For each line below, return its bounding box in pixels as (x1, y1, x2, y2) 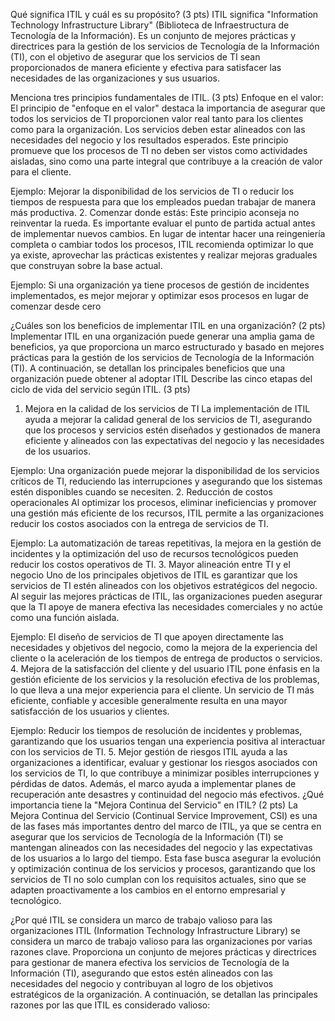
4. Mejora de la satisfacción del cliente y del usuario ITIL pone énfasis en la (10, 663, 320, 674)
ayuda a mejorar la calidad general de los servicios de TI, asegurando (24, 414, 313, 425)
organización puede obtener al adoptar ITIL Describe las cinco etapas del (10, 373, 313, 384)
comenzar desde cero (10, 300, 102, 312)
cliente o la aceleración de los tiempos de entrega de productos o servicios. (10, 652, 323, 664)
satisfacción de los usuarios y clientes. (10, 705, 170, 717)
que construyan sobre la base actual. (10, 260, 163, 271)
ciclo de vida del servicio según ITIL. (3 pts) (10, 384, 191, 395)
